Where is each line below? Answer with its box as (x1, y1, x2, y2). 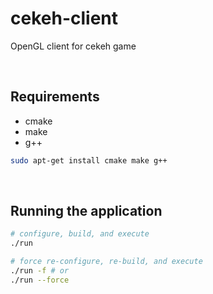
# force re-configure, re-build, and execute (10, 257, 203, 267)
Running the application (10, 203, 163, 220)
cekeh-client (10, 7, 118, 30)
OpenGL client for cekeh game (10, 40, 137, 52)
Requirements (10, 88, 100, 106)
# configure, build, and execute (10, 229, 150, 239)
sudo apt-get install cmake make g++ (10, 155, 168, 166)
